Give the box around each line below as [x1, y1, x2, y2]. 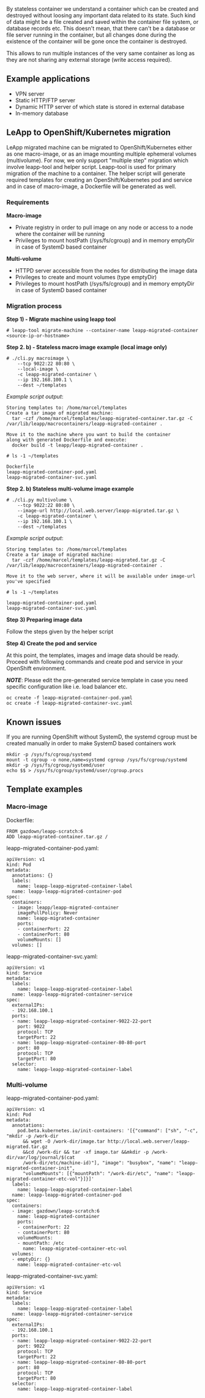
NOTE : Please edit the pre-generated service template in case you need [6, 677, 188, 684]
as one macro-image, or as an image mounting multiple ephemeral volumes [6, 150, 197, 157]
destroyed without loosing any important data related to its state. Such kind [6, 12, 196, 19]
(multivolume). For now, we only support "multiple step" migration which [6, 156, 188, 164]
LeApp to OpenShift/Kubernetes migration [6, 127, 171, 138]
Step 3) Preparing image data [6, 616, 83, 623]
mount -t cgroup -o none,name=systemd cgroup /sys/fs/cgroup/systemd [6, 757, 188, 763]
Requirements [6, 198, 50, 206]
